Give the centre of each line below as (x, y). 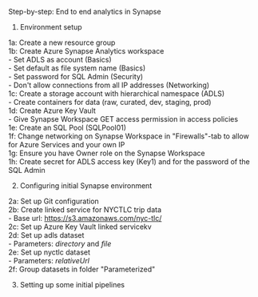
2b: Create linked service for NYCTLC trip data (85, 210)
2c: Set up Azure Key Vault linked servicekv (80, 227)
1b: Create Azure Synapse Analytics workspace (86, 51)
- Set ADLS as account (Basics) (60, 60)
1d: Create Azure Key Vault (52, 110)
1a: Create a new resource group (62, 42)
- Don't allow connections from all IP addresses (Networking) (109, 85)
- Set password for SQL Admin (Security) (76, 76)
